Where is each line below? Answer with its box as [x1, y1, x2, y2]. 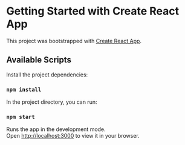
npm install [6, 86, 42, 93]
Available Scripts [6, 55, 71, 65]
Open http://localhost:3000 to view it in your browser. [6, 132, 140, 140]
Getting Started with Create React [6, 4, 180, 18]
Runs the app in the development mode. [6, 126, 106, 133]
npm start [6, 113, 35, 120]
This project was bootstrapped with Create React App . [6, 37, 142, 44]
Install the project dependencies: [6, 71, 88, 78]
